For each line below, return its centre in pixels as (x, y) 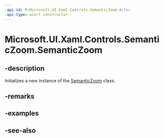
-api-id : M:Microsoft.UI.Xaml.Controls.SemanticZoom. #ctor (68, 10)
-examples (22, 113)
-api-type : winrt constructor (36, 15)
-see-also (20, 130)
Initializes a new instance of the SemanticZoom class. (60, 80)
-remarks (20, 96)
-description (25, 68)
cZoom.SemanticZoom (54, 50)
